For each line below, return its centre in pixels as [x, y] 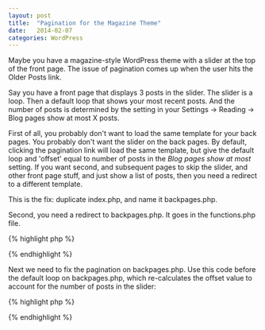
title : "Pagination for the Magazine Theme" [84, 23]
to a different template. [46, 184]
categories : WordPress [46, 38]
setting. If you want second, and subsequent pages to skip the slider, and [128, 167]
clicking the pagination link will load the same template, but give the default [131, 150]
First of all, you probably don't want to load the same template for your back [132, 134]
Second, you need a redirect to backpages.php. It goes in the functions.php [132, 215]
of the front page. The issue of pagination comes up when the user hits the [131, 69]
